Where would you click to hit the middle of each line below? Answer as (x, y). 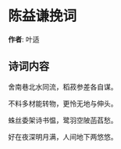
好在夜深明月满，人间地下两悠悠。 (63, 136)
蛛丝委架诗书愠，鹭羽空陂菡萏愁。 (63, 120)
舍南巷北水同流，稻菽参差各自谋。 (63, 86)
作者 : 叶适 (24, 39)
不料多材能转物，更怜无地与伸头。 (63, 104)
